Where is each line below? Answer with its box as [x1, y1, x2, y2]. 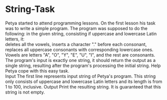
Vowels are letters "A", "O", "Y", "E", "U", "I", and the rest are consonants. [5, 51, 155, 58]
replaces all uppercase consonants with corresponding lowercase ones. [5, 46, 153, 52]
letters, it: [5, 36, 25, 42]
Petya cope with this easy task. [5, 67, 69, 73]
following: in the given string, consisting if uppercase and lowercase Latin [5, 30, 157, 36]
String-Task [5, 3, 55, 15]
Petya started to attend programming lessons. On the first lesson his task [5, 20, 156, 26]
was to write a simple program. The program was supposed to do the [5, 25, 148, 31]
